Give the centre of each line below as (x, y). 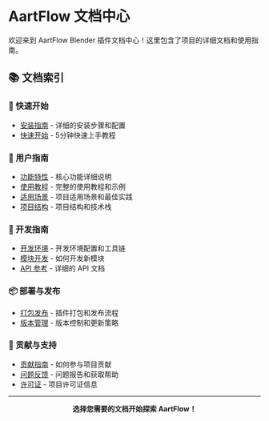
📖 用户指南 (29, 158)
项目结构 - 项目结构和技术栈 (66, 206)
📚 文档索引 (36, 78)
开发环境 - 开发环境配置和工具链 (73, 248)
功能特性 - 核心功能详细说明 (66, 176)
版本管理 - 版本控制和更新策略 (69, 323)
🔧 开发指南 (29, 229)
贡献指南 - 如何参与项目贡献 (66, 364)
